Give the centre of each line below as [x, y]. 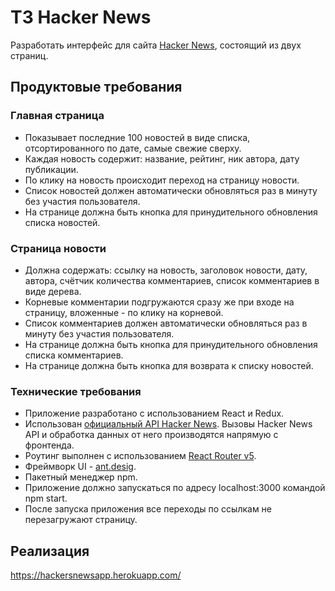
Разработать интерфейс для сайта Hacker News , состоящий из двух [156, 45]
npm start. [46, 498]
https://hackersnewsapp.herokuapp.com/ [96, 575]
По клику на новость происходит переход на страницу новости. [162, 180]
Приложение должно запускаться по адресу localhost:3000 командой [175, 488]
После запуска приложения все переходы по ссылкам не [148, 509]
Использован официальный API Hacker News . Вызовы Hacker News [168, 424]
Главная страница [57, 116]
